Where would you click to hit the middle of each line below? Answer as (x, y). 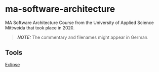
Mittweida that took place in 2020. (40, 27)
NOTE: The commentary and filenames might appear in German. (83, 37)
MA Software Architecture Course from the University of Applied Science (79, 23)
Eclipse (13, 64)
